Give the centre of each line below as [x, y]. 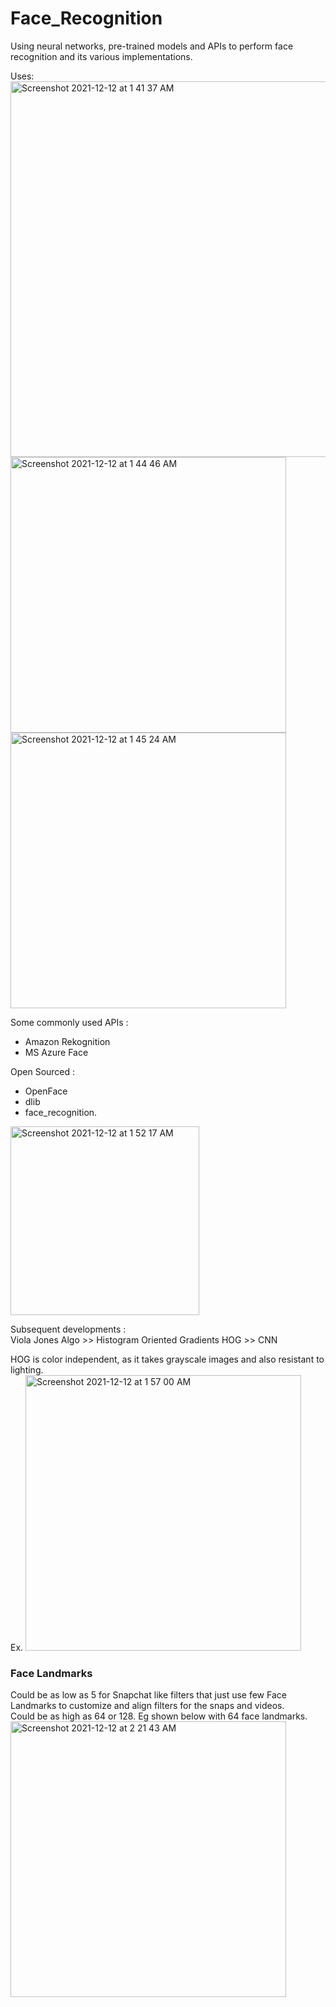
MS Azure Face [56, 1052]
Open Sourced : [43, 1071]
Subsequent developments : [68, 1329]
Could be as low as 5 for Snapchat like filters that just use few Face [148, 1695]
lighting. [27, 1369]
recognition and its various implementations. [101, 56]
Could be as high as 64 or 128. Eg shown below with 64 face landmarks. [159, 1716]
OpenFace [46, 1091]
